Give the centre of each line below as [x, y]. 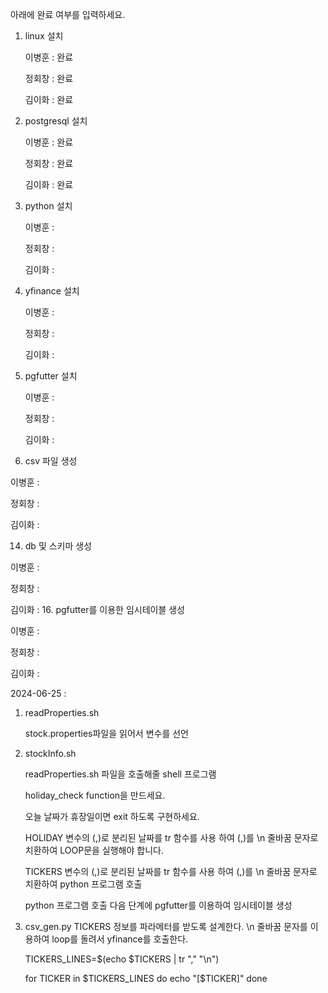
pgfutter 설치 [51, 376]
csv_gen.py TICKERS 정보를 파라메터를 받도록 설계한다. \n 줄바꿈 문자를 [166, 926]
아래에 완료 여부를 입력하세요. [68, 14]
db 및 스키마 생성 [58, 546]
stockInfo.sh [50, 753]
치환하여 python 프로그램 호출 [83, 884]
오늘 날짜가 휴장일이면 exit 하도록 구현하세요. [112, 816]
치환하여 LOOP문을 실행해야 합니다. [94, 850]
